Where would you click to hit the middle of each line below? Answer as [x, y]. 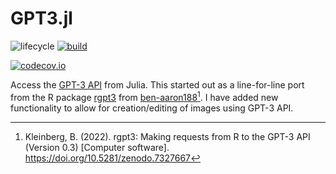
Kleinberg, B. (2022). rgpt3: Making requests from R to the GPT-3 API [167, 136]
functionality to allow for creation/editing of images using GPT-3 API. [152, 108]
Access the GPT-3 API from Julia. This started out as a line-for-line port [157, 84]
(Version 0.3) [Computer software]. [97, 147]
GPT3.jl [41, 18]
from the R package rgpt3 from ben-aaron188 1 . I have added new [144, 96]
